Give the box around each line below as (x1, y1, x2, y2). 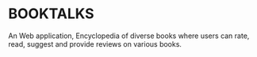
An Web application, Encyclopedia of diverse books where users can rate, (8, 31, 250, 40)
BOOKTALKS (8, 5, 94, 23)
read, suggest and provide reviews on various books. (8, 39, 182, 48)
